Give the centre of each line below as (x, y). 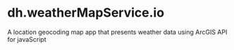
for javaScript (27, 39)
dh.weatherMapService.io (86, 13)
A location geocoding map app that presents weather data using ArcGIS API (117, 32)
